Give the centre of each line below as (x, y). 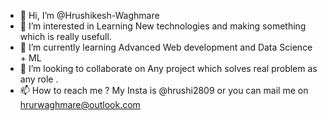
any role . (39, 79)
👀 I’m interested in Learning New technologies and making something (163, 26)
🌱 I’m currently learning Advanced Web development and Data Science (166, 47)
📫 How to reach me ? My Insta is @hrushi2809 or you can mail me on (164, 90)
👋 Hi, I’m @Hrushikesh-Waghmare (89, 15)
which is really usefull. (65, 36)
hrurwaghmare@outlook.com (80, 104)
